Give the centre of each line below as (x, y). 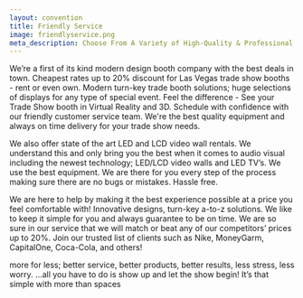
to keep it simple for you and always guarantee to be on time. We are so (143, 219)
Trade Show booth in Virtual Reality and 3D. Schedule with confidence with (149, 107)
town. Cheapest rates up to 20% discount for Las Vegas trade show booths (150, 79)
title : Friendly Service (56, 26)
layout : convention (46, 18)
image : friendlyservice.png (62, 34)
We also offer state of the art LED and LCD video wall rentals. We (130, 144)
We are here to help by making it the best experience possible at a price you (151, 200)
